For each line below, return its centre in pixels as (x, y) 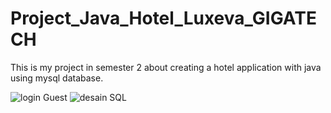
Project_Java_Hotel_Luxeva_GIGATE (163, 18)
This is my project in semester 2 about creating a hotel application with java (166, 67)
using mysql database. (57, 78)
